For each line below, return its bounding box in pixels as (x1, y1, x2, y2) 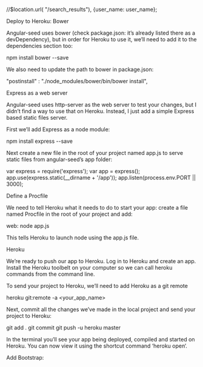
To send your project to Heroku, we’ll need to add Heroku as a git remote (6, 283, 188, 289)
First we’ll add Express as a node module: (6, 126, 110, 133)
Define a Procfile (6, 192, 48, 199)
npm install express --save (6, 137, 73, 145)
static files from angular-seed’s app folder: (6, 156, 113, 163)
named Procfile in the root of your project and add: (6, 210, 133, 218)
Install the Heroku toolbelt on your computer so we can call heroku (6, 264, 173, 271)
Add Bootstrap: (6, 354, 44, 361)
